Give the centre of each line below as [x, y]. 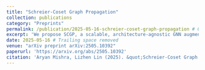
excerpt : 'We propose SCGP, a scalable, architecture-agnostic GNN [94, 35]
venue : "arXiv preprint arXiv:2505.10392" [61, 46]
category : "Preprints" [35, 23]
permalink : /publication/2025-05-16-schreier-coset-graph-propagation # [101, 29]
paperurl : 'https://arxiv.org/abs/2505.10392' [67, 52]
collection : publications [39, 18]
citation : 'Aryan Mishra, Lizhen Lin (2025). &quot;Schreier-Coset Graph [102, 57]
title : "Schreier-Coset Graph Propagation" [63, 12]
